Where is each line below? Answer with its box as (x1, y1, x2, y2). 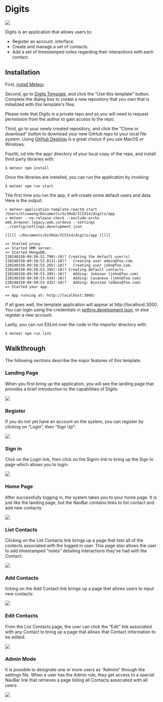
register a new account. (5, 312, 53, 318)
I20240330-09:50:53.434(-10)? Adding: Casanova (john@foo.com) (5, 276, 141, 281)
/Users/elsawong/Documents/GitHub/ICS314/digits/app (5, 211, 115, 216)
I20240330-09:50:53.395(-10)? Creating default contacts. (5, 267, 126, 272)
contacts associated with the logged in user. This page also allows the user (5, 543, 157, 549)
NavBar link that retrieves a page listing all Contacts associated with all (5, 677, 148, 683)
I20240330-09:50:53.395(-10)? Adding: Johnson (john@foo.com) (5, 271, 139, 276)
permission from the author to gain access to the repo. (5, 116, 115, 122)
